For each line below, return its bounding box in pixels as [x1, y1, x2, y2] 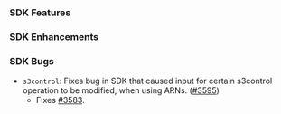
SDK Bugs [9, 54, 54, 67]
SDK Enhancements [9, 30, 99, 43]
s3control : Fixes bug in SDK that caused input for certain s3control [22, 75, 273, 87]
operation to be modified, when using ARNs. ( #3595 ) [22, 85, 220, 96]
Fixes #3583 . [35, 95, 85, 106]
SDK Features [9, 6, 71, 19]
